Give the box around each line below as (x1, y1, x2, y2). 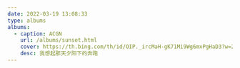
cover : (20, 43, 40, 50)
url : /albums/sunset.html (20, 37, 98, 44)
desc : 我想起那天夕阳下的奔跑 (20, 50, 99, 57)
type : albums (7, 17, 46, 24)
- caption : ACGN (14, 30, 62, 38)
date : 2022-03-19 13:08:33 (7, 10, 88, 18)
